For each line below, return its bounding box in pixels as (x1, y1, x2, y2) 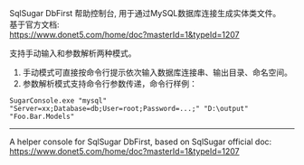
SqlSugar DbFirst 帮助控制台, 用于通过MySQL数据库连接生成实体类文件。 (9, 8, 281, 18)
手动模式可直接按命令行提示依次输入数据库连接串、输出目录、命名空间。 (22, 67, 292, 78)
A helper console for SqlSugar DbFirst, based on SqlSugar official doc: (9, 136, 272, 147)
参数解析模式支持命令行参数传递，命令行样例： (22, 78, 197, 88)
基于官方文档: (9, 19, 61, 30)
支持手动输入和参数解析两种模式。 (9, 48, 137, 59)
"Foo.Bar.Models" (9, 112, 75, 121)
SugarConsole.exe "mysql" (9, 96, 107, 105)
